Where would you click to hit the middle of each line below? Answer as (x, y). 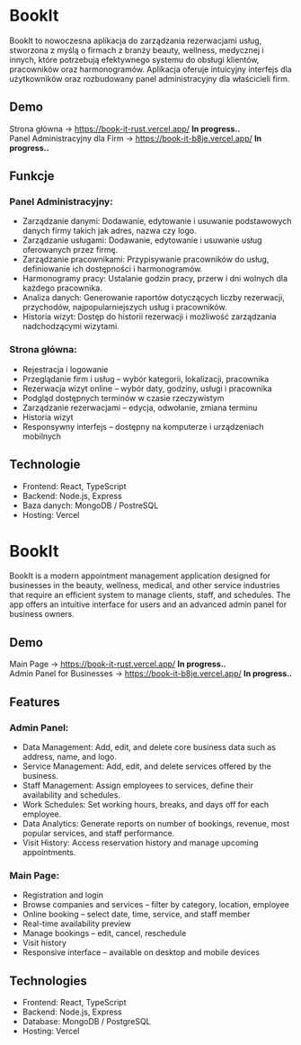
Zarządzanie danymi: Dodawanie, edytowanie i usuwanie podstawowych (157, 221)
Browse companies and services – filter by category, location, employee (156, 905)
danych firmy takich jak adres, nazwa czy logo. (109, 231)
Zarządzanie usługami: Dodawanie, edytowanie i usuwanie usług (142, 240)
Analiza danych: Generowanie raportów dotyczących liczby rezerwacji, (154, 298)
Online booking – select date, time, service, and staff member (136, 915)
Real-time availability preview (77, 924)
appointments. (49, 852)
